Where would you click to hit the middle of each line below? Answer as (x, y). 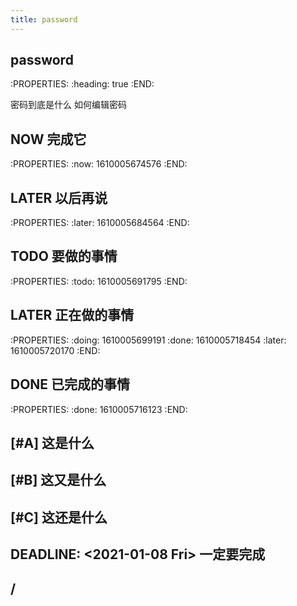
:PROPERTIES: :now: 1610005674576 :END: (99, 164)
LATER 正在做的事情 (72, 315)
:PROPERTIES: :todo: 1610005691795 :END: (99, 281)
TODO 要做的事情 (64, 256)
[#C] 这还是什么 (59, 517)
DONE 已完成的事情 (70, 384)
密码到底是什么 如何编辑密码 (68, 105)
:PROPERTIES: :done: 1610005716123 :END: (99, 409)
